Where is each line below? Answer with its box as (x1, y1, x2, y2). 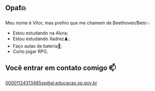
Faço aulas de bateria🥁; (12, 43, 63, 49)
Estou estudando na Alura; (12, 29, 69, 36)
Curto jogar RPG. (12, 48, 48, 54)
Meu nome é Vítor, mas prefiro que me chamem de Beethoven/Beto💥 (5, 19, 150, 26)
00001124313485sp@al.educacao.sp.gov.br (5, 80, 98, 86)
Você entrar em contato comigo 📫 (5, 64, 116, 72)
